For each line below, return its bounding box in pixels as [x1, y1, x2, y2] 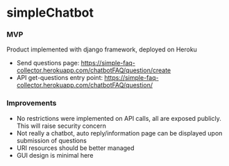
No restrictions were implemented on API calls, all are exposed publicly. [16, 114, 221, 122]
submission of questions [16, 136, 87, 144]
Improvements [6, 99, 57, 108]
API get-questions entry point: [16, 74, 103, 82]
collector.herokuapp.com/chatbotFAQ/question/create [16, 66, 171, 74]
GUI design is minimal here [16, 151, 94, 159]
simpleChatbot [6, 5, 94, 21]
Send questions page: [16, 59, 80, 67]
